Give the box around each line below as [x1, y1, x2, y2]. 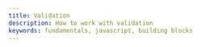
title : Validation [8, 11, 70, 20]
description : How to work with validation [8, 19, 153, 27]
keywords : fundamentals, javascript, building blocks [8, 26, 194, 34]
